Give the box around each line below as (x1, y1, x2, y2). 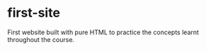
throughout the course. (7, 35, 75, 43)
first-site (7, 5, 60, 21)
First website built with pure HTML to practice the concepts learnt (7, 28, 200, 36)
